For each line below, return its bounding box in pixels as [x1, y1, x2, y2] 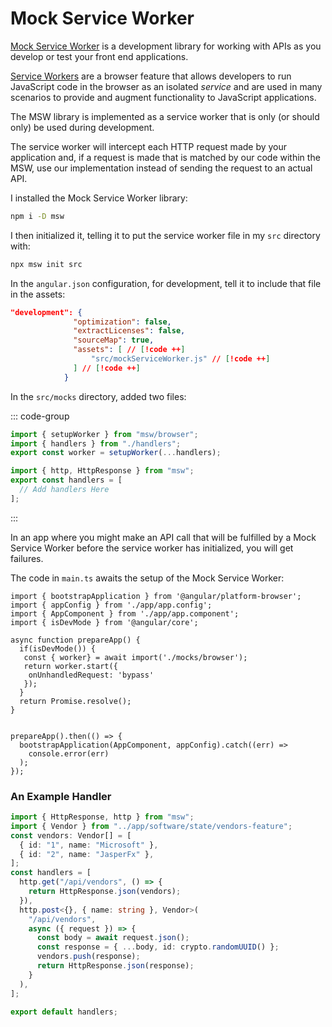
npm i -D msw [10, 211, 65, 221]
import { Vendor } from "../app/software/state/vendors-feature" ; [10, 821, 293, 831]
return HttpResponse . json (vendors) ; [28, 887, 182, 897]
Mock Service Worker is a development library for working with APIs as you [10, 40, 322, 52]
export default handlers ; [10, 1007, 118, 1017]
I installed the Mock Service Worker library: [10, 192, 188, 204]
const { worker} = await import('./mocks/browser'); [23, 652, 248, 662]
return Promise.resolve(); [19, 696, 132, 706]
